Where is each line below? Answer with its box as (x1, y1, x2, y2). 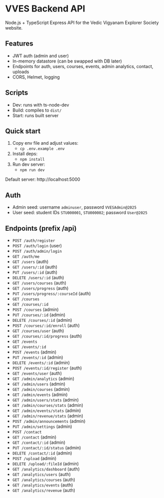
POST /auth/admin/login (12, 249, 62, 254)
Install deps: (12, 151, 38, 157)
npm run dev (19, 168, 45, 173)
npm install (19, 157, 45, 162)
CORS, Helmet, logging (12, 74, 60, 80)
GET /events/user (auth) (12, 370, 62, 376)
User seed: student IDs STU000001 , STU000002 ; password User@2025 (12, 210, 148, 216)
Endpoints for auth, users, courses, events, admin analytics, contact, (12, 63, 154, 69)
